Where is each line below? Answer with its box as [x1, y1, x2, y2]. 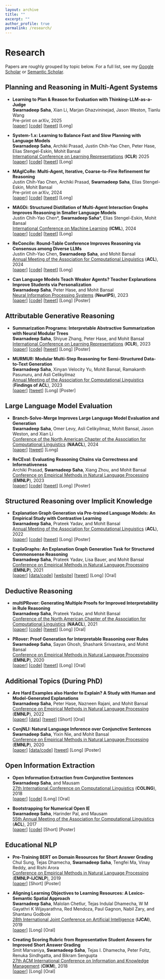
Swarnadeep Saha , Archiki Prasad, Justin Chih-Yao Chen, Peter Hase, [12, 142, 156, 149]
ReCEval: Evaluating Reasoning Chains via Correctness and [12, 456, 138, 462]
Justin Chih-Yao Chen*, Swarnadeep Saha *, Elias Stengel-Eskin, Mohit [12, 214, 157, 221]
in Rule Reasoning [12, 605, 51, 611]
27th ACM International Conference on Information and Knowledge [12, 958, 149, 964]
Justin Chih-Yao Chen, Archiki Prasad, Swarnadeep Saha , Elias [12, 179, 142, 185]
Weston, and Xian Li [12, 430, 54, 437]
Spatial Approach [33, 895, 70, 901]
